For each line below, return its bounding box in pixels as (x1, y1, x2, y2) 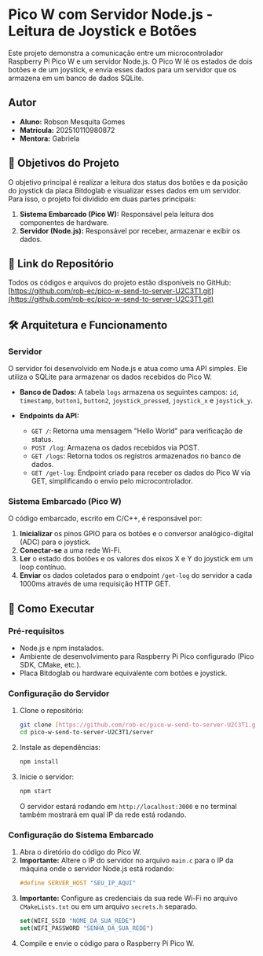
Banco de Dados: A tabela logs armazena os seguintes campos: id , (19, 388, 239, 397)
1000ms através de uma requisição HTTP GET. (19, 579, 171, 589)
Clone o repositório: (19, 706, 84, 715)
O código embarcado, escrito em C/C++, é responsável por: (8, 513, 203, 524)
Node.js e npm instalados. (19, 643, 104, 653)
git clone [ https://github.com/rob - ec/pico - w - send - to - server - (19, 721, 228, 729)
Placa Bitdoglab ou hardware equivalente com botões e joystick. (19, 668, 228, 678)
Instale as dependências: (19, 743, 100, 752)
